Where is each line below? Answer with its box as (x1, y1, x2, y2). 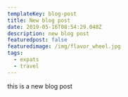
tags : (7, 50, 23, 57)
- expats (13, 56, 39, 63)
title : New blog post (7, 17, 71, 24)
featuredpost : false (7, 37, 68, 44)
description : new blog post (7, 30, 90, 37)
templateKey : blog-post (7, 10, 77, 18)
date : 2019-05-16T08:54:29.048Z (7, 23, 102, 30)
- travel (13, 63, 39, 70)
